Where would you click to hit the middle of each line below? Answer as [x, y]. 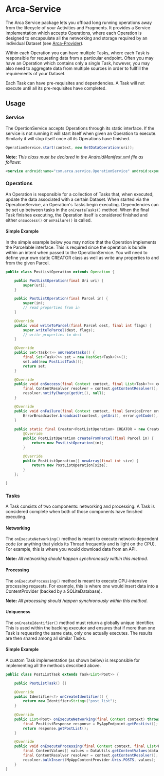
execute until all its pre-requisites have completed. [56, 88]
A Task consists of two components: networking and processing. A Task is [80, 506]
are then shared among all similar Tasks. [46, 638]
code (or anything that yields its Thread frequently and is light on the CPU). [81, 544]
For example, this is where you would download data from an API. [71, 549]
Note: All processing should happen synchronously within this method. [77, 601]
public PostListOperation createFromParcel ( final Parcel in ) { [88, 438]
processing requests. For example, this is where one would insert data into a [82, 586]
